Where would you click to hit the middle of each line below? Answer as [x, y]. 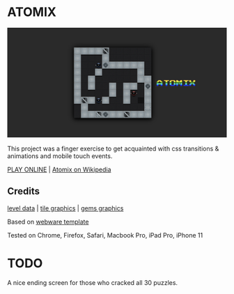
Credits [24, 191]
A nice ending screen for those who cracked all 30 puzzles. [93, 282]
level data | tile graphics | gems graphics [65, 208]
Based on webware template [48, 222]
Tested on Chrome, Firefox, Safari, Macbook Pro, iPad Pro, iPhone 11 [105, 235]
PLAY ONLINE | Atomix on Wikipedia [59, 169]
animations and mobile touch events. [60, 156]
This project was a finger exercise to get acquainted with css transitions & [113, 148]
